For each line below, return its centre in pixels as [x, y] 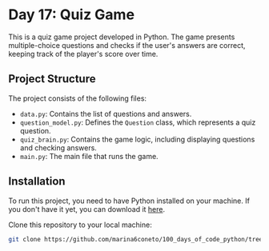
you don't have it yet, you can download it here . [87, 209]
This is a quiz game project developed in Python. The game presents [122, 37]
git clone [25, 239]
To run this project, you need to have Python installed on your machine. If [129, 201]
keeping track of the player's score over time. [83, 54]
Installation [37, 181]
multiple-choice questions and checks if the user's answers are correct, [127, 45]
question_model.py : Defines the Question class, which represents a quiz [138, 122]
